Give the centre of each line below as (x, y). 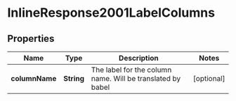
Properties (31, 39)
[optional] (209, 78)
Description (139, 58)
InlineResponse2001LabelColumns (111, 13)
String (74, 78)
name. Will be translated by (136, 78)
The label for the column (131, 70)
